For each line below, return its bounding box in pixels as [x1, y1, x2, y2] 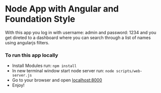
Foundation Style [5, 13, 76, 25]
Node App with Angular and [5, 3, 119, 14]
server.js [12, 73, 32, 78]
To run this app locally [5, 52, 58, 58]
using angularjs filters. [5, 40, 49, 45]
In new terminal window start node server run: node [12, 68, 114, 74]
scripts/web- [116, 69, 143, 74]
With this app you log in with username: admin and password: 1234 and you [5, 29, 157, 35]
